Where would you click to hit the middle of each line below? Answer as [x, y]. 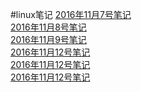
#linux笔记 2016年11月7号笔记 [71, 14]
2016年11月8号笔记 [48, 27]
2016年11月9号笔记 [48, 39]
